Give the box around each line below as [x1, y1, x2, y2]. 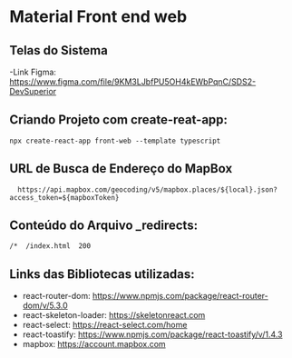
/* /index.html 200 [9, 242, 92, 251]
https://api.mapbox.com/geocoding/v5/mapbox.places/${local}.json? [17, 184, 278, 194]
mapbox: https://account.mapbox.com [22, 339, 166, 350]
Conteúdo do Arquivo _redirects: [9, 218, 198, 234]
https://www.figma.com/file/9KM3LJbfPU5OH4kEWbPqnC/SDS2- [9, 76, 257, 87]
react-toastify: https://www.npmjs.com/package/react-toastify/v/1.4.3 [22, 329, 283, 340]
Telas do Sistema [9, 43, 109, 58]
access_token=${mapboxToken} [9, 193, 120, 202]
